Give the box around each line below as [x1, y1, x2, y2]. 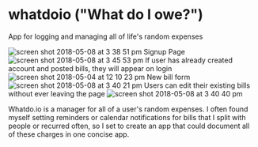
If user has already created [145, 55, 233, 65]
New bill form [146, 72, 191, 81]
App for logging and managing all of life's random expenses [8, 32, 203, 41]
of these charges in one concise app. [8, 129, 130, 139]
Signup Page [143, 47, 186, 56]
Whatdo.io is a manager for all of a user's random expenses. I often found [8, 104, 249, 114]
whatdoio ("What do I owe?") [8, 6, 203, 24]
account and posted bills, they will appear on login [8, 63, 173, 73]
